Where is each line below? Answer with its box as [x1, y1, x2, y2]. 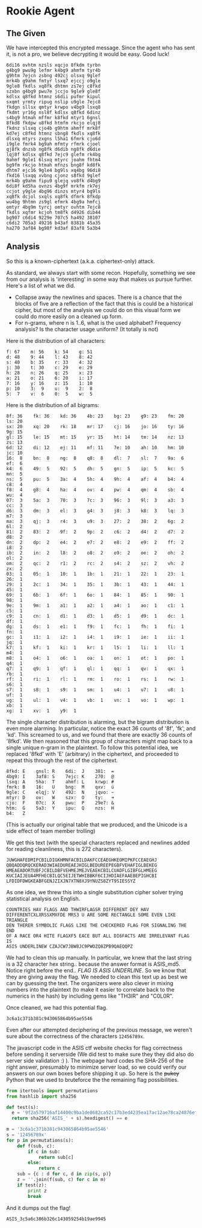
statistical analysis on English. [6, 895, 81, 902]
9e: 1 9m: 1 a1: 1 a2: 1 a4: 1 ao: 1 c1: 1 [6, 603, 185, 609]
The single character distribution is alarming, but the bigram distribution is [6, 718, 189, 725]
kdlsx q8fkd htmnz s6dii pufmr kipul [6, 94, 101, 100]
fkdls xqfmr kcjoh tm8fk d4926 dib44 [6, 209, 101, 215]
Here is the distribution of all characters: [6, 337, 106, 344]
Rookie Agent [6, 4, 75, 18]
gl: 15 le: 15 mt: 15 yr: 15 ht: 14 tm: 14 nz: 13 [6, 434, 185, 440]
